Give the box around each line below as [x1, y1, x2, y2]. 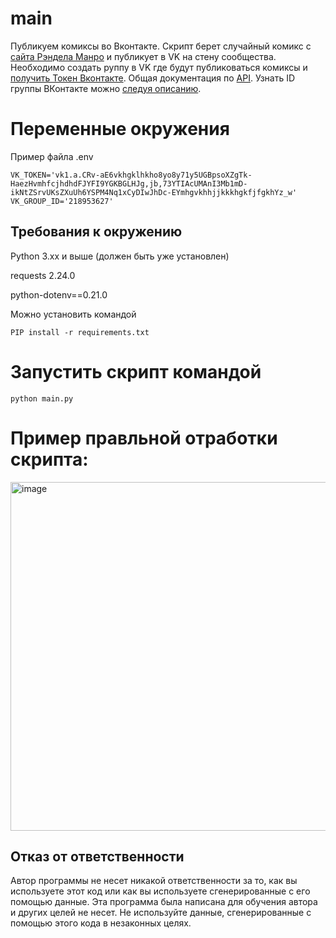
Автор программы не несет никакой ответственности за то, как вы [10, 875, 298, 887]
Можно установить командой [10, 308, 137, 320]
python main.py [10, 393, 74, 404]
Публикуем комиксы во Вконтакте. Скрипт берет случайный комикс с [10, 40, 312, 52]
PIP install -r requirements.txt [10, 327, 150, 337]
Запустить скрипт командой [10, 360, 262, 383]
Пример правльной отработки [10, 427, 278, 449]
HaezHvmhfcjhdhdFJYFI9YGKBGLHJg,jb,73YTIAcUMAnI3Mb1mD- [10, 178, 248, 189]
